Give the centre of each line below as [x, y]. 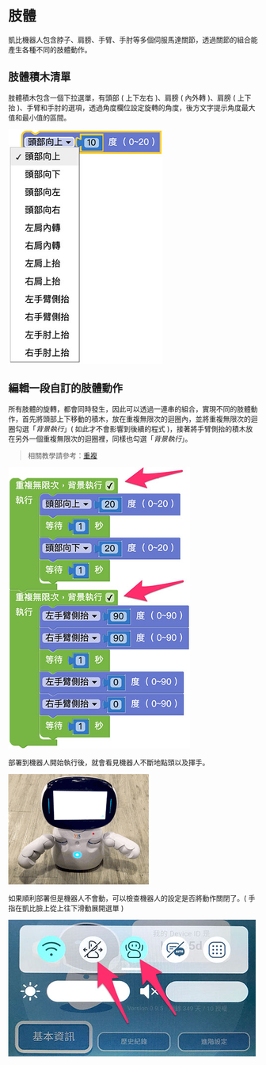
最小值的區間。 [46, 117]
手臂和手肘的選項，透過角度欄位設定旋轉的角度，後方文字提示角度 [134, 107]
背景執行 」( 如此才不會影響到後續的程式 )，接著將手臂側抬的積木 [141, 428]
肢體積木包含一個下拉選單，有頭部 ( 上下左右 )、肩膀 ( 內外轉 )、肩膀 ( [122, 98]
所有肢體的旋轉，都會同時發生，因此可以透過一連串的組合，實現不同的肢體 [129, 408]
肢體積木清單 [40, 77]
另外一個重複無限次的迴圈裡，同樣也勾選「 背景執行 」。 [103, 439]
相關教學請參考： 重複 [62, 455]
